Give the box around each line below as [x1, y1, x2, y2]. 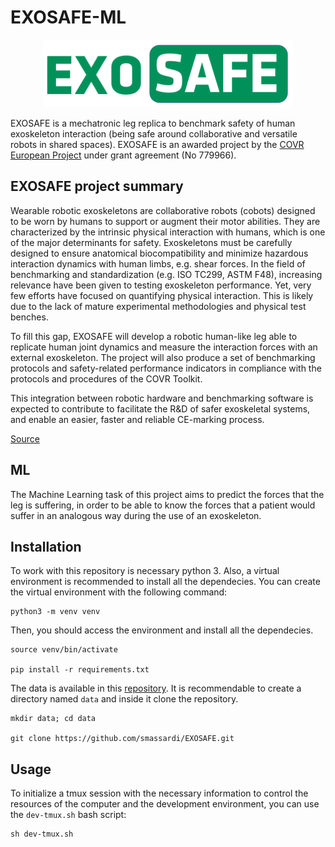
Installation [10, 538, 82, 555]
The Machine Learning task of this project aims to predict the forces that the [10, 488, 325, 500]
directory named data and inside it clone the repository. [10, 693, 239, 705]
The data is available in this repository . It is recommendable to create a [10, 682, 302, 695]
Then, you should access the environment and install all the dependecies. [10, 624, 314, 636]
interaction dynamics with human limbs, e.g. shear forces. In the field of [10, 257, 306, 270]
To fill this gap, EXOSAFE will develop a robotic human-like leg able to [10, 330, 298, 342]
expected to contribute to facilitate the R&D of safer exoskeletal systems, [10, 402, 311, 415]
